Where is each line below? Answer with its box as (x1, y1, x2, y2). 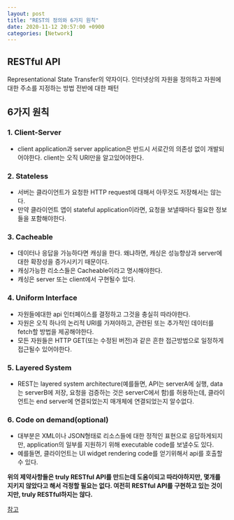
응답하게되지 (188, 432, 224, 440)
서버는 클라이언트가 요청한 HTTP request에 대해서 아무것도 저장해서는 (17, 188, 209, 197)
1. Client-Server (7, 127, 61, 137)
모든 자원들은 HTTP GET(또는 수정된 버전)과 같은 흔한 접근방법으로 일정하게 (17, 336, 224, 344)
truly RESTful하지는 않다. (22, 491, 93, 499)
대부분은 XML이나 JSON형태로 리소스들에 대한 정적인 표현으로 (17, 432, 187, 440)
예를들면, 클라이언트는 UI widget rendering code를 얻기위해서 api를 (17, 449, 205, 458)
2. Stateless (7, 171, 49, 181)
